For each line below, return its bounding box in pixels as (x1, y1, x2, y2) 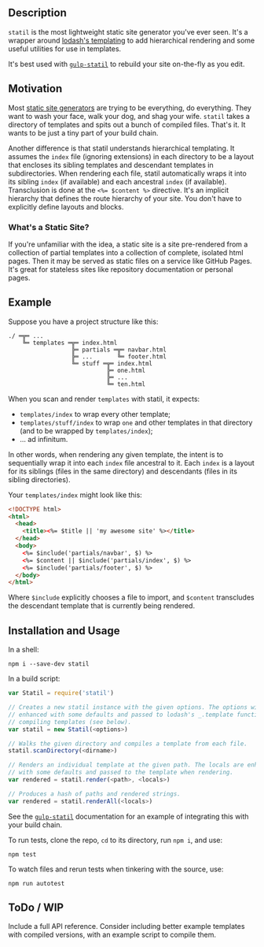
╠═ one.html (106, 366, 146, 374)
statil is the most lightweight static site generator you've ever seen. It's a (8, 27, 249, 36)
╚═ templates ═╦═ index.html (22, 339, 118, 347)
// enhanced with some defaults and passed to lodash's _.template (8, 711, 234, 719)
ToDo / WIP (8, 901, 64, 915)
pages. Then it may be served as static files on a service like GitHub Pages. (8, 256, 253, 266)
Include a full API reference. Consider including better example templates (8, 922, 245, 931)
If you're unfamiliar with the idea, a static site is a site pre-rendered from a (8, 240, 248, 249)
